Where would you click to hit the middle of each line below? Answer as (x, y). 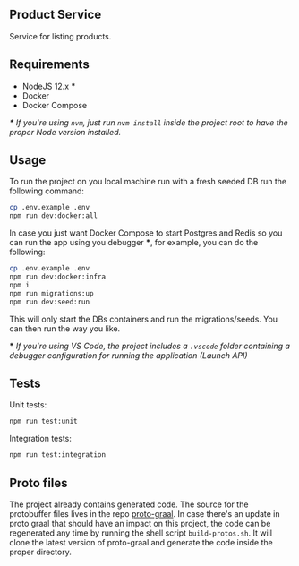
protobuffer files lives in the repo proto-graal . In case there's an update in (145, 513)
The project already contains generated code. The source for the (129, 504)
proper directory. (40, 552)
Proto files (39, 483)
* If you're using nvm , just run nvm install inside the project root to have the (149, 122)
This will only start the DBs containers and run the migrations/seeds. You (144, 319)
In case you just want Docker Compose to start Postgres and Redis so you (146, 233)
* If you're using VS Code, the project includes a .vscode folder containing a (150, 346)
